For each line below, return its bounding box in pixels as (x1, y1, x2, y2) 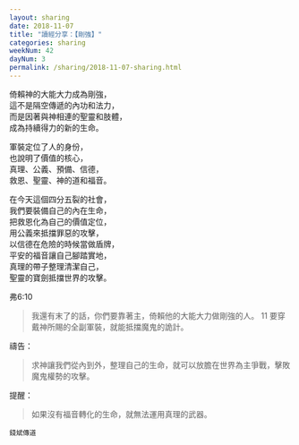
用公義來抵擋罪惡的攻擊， (9, 227, 104, 238)
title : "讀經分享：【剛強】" (9, 30, 103, 39)
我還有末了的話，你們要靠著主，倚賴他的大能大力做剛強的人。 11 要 (30, 310, 278, 321)
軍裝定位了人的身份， (9, 141, 88, 152)
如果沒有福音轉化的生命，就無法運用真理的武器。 (30, 408, 212, 419)
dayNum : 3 (9, 55, 47, 64)
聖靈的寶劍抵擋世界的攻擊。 (9, 272, 112, 283)
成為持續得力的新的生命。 (9, 122, 104, 133)
